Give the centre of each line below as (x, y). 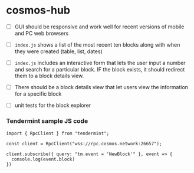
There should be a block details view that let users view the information (101, 87)
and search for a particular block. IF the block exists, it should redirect (100, 70)
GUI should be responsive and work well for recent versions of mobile (99, 27)
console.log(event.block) (43, 159)
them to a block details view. (49, 76)
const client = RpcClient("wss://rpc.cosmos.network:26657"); (84, 143)
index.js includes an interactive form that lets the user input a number (100, 63)
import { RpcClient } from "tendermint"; (58, 133)
